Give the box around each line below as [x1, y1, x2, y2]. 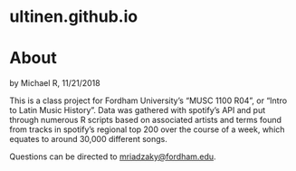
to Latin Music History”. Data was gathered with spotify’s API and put [9, 105, 266, 116]
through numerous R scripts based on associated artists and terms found [9, 115, 282, 126]
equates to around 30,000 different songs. [9, 134, 167, 145]
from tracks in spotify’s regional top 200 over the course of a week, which [9, 124, 285, 135]
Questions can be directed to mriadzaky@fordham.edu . [9, 151, 216, 162]
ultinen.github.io [9, 6, 138, 27]
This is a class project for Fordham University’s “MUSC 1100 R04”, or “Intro [9, 95, 288, 106]
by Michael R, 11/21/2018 [9, 78, 101, 89]
